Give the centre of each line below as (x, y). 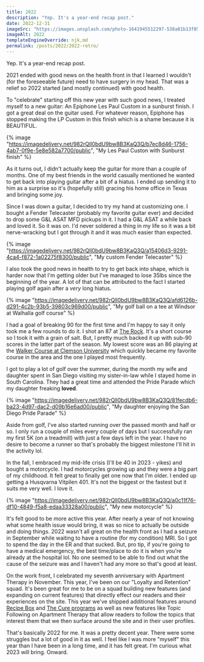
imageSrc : (19, 29)
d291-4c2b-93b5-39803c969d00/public (57, 306)
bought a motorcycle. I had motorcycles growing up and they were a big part (102, 469)
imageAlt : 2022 (25, 35)
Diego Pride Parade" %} (36, 413)
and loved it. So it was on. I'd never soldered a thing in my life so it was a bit (101, 225)
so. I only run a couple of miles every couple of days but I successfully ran (99, 431)
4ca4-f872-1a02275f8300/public (48, 257)
